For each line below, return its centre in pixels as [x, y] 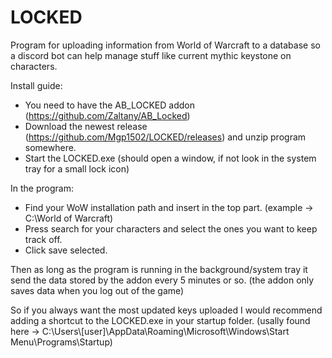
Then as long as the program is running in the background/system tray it [159, 269]
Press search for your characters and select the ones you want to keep [171, 228]
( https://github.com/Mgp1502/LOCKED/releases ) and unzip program [165, 137]
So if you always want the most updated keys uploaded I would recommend [166, 310]
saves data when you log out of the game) [97, 290]
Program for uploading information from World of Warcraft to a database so [165, 45]
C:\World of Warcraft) [69, 218]
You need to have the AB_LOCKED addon [109, 105]
